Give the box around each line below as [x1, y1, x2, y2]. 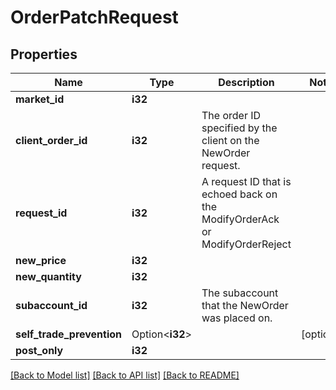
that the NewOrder [201, 299, 289, 312]
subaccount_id [15, 299, 88, 312]
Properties [10, 46, 78, 63]
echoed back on [201, 187, 278, 201]
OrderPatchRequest [10, 6, 179, 29]
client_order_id [15, 134, 88, 147]
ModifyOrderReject [201, 237, 292, 251]
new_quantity [15, 270, 82, 283]
